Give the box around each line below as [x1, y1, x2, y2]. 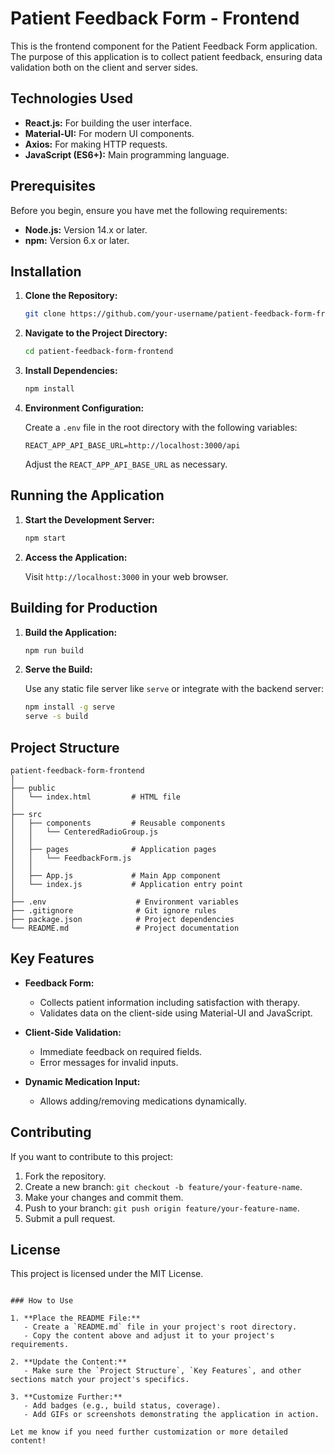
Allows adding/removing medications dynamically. [39, 1095, 247, 1107]
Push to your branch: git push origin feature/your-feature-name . [24, 1202, 300, 1214]
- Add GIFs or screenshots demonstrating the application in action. [23, 1410, 320, 1420]
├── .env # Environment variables [10, 897, 240, 907]
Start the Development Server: [24, 513, 155, 526]
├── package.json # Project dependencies [10, 914, 235, 924]
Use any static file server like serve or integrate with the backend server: [24, 683, 325, 695]
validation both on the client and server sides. [10, 61, 199, 73]
